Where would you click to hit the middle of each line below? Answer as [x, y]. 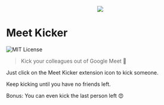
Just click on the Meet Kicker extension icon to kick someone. [82, 72]
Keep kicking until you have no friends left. [59, 84]
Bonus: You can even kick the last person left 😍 [65, 95]
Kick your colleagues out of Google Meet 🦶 [74, 61]
